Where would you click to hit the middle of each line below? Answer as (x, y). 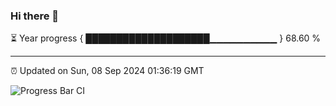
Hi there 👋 (35, 16)
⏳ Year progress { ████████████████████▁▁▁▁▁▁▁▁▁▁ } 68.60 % (166, 38)
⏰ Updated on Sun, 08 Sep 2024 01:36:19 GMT (107, 71)
